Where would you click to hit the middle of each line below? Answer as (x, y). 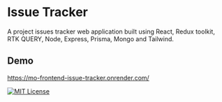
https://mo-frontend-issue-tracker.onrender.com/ (79, 78)
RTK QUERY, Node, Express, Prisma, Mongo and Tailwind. (91, 38)
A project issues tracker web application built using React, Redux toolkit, (111, 31)
